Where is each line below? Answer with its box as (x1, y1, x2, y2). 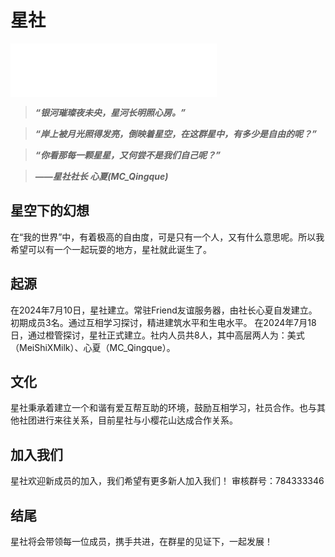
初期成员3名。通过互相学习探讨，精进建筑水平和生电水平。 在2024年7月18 (10, 316, 317, 328)
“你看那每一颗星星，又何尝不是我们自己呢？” (34, 149, 221, 161)
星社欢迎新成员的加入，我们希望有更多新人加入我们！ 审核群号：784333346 (10, 475, 325, 487)
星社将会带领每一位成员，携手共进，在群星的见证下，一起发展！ (10, 536, 273, 547)
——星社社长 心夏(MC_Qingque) (34, 170, 169, 182)
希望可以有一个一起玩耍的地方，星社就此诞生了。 (10, 243, 212, 255)
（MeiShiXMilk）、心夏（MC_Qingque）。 (10, 341, 176, 353)
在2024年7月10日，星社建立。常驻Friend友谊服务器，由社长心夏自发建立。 (10, 304, 318, 316)
